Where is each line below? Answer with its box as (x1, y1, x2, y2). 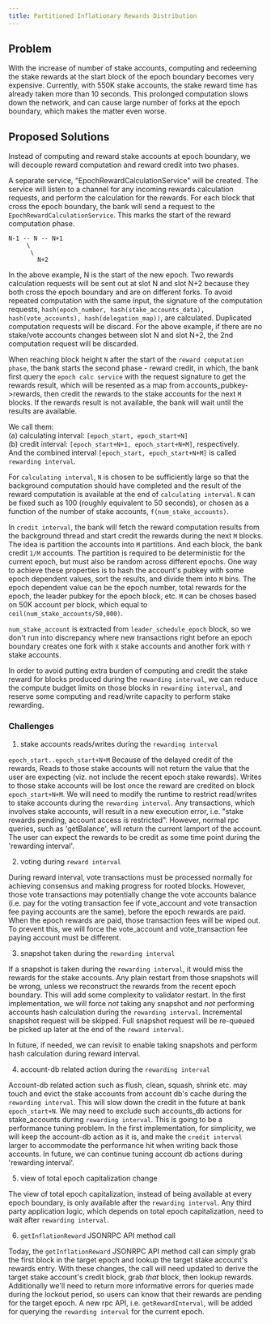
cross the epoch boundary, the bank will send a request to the (8, 202, 216, 212)
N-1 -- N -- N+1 (8, 234, 63, 243)
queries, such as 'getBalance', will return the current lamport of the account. (8, 824, 263, 833)
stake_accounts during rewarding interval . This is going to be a (8, 1114, 222, 1124)
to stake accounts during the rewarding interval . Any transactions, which (8, 798, 256, 808)
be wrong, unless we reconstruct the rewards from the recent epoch (8, 981, 236, 991)
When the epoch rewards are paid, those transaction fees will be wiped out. (8, 915, 261, 925)
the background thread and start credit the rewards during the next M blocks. (8, 531, 264, 541)
